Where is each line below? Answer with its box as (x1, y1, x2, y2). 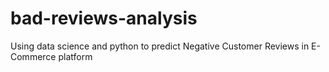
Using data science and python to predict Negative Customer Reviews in (10, 40, 310, 52)
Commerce (10, 50, 57, 62)
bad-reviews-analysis (10, 7, 198, 30)
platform (58, 50, 93, 62)
